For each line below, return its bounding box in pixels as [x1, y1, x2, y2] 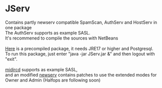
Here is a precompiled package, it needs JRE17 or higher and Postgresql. [5, 45, 154, 51]
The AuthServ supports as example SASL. [5, 30, 90, 36]
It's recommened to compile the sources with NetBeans [5, 35, 119, 41]
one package [5, 24, 32, 30]
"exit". [5, 56, 18, 62]
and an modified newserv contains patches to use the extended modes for [5, 72, 157, 78]
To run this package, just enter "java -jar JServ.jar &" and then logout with [5, 50, 155, 57]
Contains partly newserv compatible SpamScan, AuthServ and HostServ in [5, 19, 157, 25]
